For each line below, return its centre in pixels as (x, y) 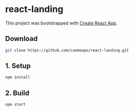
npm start (16, 104)
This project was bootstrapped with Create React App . (61, 23)
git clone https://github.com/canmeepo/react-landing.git (67, 50)
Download (21, 39)
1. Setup (18, 66)
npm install (18, 77)
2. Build (17, 93)
